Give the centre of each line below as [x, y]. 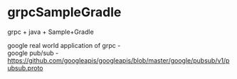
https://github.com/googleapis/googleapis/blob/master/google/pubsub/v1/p [118, 60]
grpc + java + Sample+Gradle [51, 32]
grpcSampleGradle [64, 12]
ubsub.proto [25, 68]
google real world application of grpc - [64, 45]
